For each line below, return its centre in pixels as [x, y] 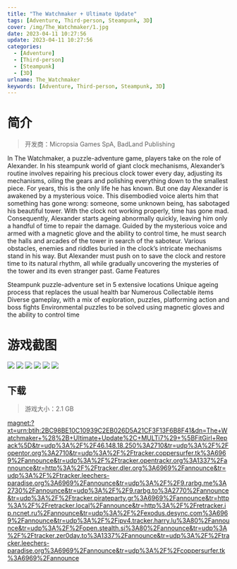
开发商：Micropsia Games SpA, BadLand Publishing [99, 144]
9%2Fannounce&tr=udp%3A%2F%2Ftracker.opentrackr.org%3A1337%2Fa [117, 460]
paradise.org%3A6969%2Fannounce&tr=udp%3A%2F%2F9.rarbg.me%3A [117, 483]
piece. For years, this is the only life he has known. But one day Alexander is [118, 189]
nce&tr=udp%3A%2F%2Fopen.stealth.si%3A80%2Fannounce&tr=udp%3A [117, 528]
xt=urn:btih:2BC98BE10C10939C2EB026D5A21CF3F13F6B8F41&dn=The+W [117, 430]
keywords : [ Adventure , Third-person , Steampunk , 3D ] [86, 86]
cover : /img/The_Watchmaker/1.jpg [58, 27]
